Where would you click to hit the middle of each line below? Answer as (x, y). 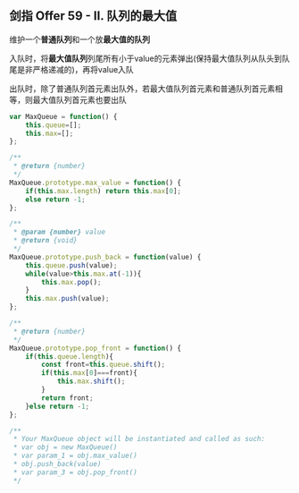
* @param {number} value (59, 232)
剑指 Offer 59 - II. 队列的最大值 (93, 16)
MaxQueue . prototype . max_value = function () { (95, 183)
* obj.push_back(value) (57, 464)
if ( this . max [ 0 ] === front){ (90, 373)
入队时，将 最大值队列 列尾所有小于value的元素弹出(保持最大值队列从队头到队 (149, 58)
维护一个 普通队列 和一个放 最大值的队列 (79, 39)
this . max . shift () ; (91, 382)
